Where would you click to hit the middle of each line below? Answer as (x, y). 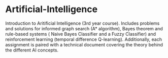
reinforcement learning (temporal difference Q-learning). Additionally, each (84, 39)
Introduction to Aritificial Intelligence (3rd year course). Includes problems (82, 23)
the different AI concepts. (32, 50)
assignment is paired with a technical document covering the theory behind (84, 44)
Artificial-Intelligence (52, 9)
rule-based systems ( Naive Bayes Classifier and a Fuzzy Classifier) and (81, 34)
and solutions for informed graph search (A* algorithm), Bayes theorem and (84, 28)
